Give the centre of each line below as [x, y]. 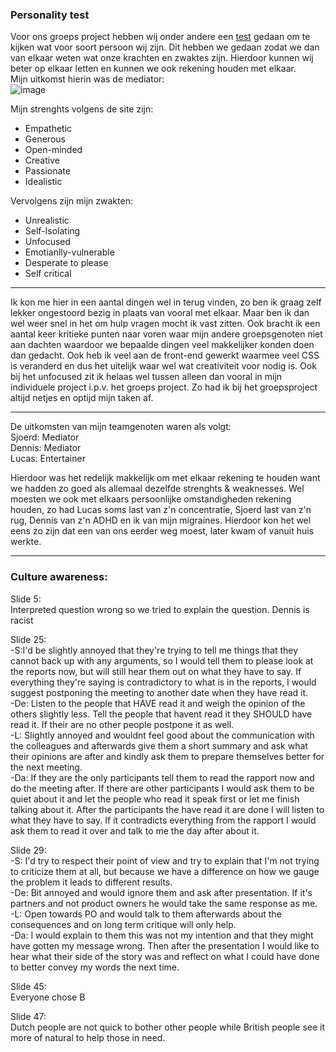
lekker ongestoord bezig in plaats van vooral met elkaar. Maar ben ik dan [160, 313]
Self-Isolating [52, 231]
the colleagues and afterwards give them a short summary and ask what [159, 745]
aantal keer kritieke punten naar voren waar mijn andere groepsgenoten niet [166, 334]
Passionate [47, 171]
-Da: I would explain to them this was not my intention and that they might [162, 935]
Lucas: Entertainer [48, 459]
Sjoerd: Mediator [45, 437]
